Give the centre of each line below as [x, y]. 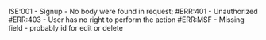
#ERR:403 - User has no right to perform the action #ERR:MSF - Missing [126, 20]
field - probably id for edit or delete [66, 28]
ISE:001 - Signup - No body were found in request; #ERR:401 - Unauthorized [133, 11]
